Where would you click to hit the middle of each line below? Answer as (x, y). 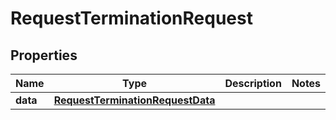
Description (253, 83)
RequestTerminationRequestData (134, 100)
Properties (44, 55)
